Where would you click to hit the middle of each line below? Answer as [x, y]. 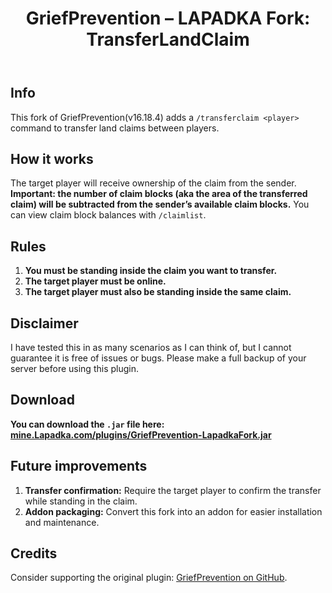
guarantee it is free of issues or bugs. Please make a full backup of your [158, 358]
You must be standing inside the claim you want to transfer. [151, 271]
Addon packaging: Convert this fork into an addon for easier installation [173, 511]
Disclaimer [44, 323]
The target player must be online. [95, 281]
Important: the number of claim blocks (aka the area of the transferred [159, 194]
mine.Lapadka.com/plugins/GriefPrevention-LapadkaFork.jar [141, 434]
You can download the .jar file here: [87, 424]
